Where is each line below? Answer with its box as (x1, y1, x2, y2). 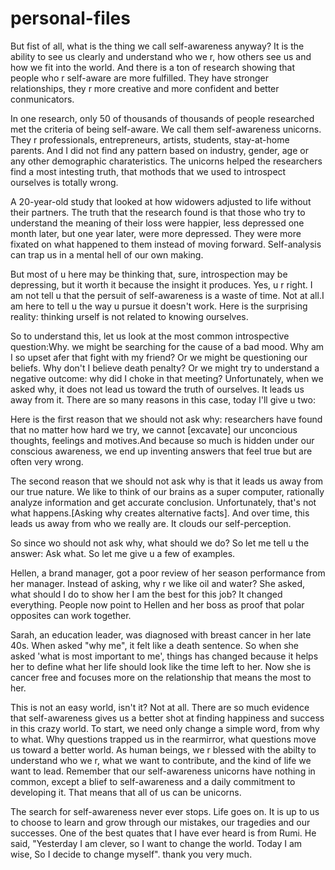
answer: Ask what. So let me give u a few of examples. (10, 547, 236, 559)
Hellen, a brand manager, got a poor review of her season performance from (10, 567, 326, 579)
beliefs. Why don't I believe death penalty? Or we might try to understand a (10, 362, 320, 374)
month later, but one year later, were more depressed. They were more (10, 227, 302, 239)
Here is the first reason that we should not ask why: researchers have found (10, 413, 323, 425)
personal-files (10, 7, 131, 30)
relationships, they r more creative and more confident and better (10, 82, 280, 94)
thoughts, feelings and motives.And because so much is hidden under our (10, 434, 315, 446)
